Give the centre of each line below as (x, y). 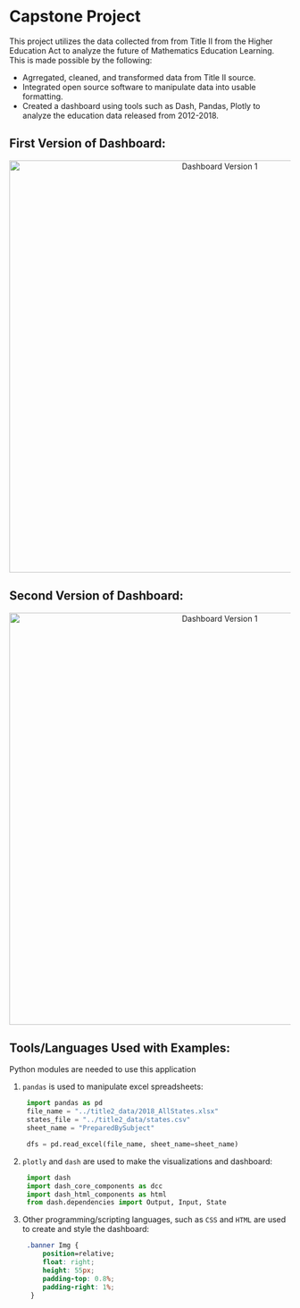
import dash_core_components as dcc (95, 1186)
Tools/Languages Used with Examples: (120, 1048)
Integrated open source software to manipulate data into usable (139, 87)
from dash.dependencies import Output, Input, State (126, 1203)
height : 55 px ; (69, 1270)
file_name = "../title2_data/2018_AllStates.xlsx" (122, 1111)
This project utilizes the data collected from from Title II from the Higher (141, 41)
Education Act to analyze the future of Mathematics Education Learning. (142, 50)
